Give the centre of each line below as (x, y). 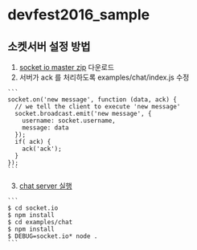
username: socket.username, (69, 121)
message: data (45, 128)
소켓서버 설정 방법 (49, 46)
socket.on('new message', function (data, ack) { (92, 100)
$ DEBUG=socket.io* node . (53, 236)
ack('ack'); (42, 149)
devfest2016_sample (79, 15)
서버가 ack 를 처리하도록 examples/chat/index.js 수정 (104, 77)
